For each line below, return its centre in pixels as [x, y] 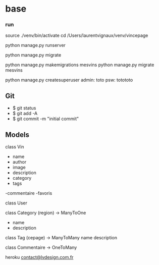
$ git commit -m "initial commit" [46, 119]
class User [16, 203]
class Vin [15, 147]
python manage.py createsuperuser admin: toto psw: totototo [69, 80]
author [19, 162]
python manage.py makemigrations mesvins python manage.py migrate [80, 65]
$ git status [24, 108]
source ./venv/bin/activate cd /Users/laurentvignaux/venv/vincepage [77, 35]
